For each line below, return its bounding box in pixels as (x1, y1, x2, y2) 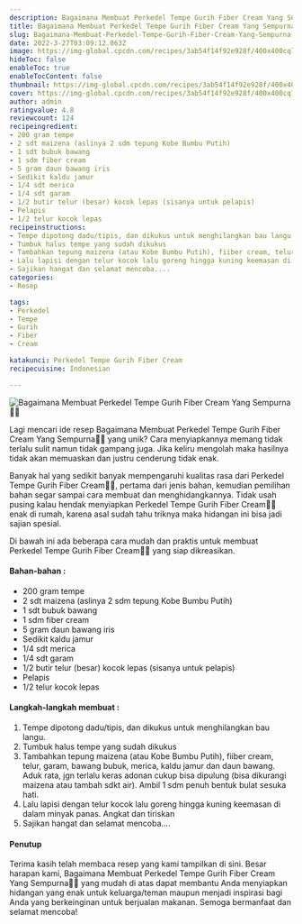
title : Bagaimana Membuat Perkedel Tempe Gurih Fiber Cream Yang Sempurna (9, 22, 296, 31)
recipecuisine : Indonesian (9, 364, 111, 373)
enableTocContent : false (9, 72, 102, 81)
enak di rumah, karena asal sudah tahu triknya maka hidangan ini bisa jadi (9, 508, 283, 519)
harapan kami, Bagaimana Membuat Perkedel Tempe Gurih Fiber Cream (9, 868, 276, 879)
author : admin (9, 96, 63, 106)
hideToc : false (9, 55, 67, 64)
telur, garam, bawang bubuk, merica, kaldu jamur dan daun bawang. (22, 761, 276, 772)
